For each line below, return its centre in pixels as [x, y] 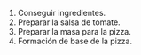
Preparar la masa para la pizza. [74, 31]
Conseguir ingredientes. [62, 13]
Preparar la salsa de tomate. [69, 22]
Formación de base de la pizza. [75, 41]
